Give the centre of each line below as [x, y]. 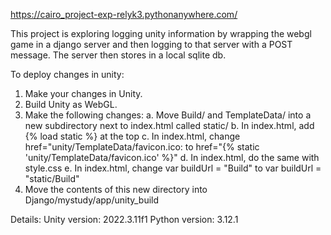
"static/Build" [52, 178]
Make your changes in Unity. [83, 93]
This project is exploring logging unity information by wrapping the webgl [161, 33]
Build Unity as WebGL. [71, 104]
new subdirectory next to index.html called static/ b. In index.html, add [169, 125]
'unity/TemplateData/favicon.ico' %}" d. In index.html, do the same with [172, 157]
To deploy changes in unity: [67, 74]
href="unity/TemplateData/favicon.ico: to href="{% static [142, 147]
